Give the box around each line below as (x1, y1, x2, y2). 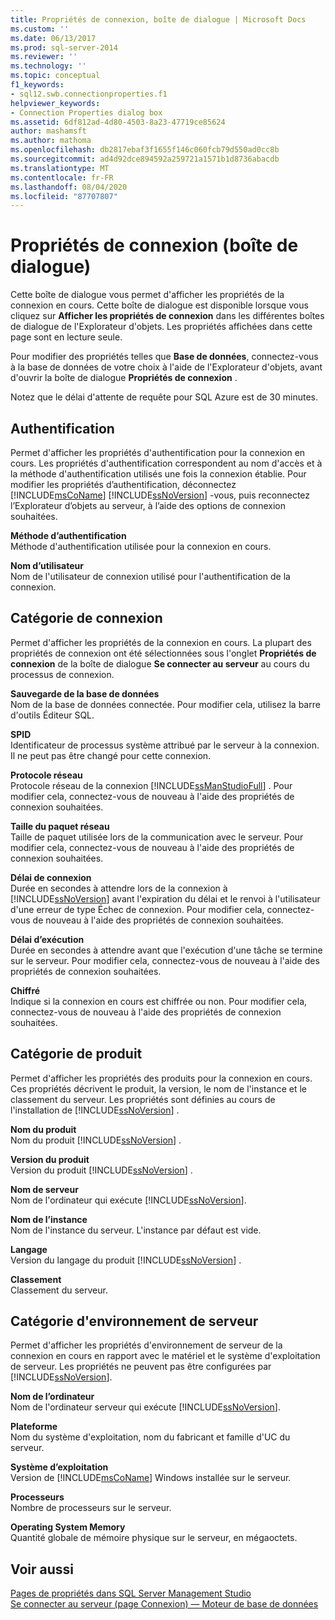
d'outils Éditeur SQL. (10, 709, 95, 721)
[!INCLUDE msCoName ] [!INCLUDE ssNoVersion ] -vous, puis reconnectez (10, 489, 311, 501)
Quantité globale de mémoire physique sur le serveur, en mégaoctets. (10, 1532, 298, 1544)
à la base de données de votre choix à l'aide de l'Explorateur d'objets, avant (10, 361, 323, 373)
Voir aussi (10, 1561, 74, 1578)
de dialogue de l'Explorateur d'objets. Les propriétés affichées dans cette (10, 321, 313, 333)
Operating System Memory (10, 1521, 126, 1533)
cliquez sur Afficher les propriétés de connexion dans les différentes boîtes (10, 310, 325, 322)
